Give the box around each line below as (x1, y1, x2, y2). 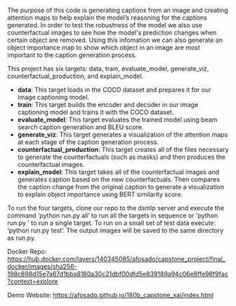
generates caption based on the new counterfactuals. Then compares (17, 175, 220, 184)
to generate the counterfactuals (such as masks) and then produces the (17, 153, 226, 161)
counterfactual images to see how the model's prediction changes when (7, 28, 216, 37)
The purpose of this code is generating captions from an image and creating (7, 6, 228, 14)
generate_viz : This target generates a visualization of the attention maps (17, 130, 228, 139)
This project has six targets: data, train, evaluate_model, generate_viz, (7, 65, 209, 72)
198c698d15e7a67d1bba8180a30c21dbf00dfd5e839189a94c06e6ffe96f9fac (7, 270, 228, 278)
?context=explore (7, 277, 58, 286)
